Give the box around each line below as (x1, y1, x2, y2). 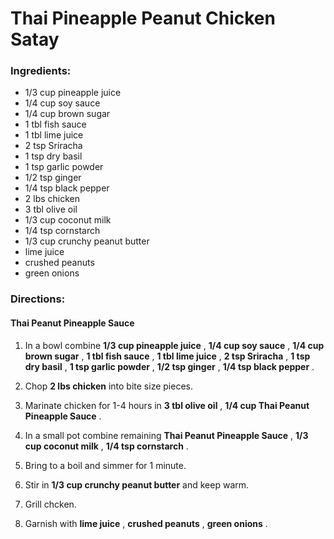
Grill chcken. (24, 498, 77, 510)
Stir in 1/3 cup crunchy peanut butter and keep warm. (24, 478, 250, 491)
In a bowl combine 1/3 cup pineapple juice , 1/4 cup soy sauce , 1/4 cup (24, 339, 325, 351)
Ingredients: (10, 64, 72, 78)
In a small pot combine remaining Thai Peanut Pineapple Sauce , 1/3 (24, 429, 309, 441)
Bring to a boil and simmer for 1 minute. (24, 459, 187, 471)
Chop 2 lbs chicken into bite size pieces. (24, 380, 193, 392)
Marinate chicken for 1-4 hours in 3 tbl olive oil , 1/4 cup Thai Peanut (24, 399, 310, 411)
